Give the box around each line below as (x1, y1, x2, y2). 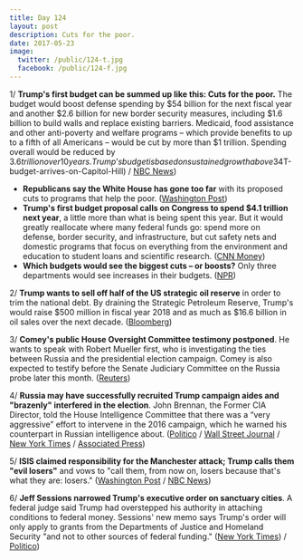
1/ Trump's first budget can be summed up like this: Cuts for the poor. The (9, 88, 292, 100)
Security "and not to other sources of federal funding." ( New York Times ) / (9, 531, 287, 542)
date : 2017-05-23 (9, 38, 75, 48)
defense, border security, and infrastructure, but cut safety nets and (22, 231, 277, 242)
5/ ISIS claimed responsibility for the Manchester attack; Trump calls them (9, 455, 295, 467)
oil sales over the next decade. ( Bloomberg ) (9, 316, 173, 327)
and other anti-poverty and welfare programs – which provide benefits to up (9, 127, 293, 138)
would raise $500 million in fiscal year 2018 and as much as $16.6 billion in (9, 306, 287, 317)
